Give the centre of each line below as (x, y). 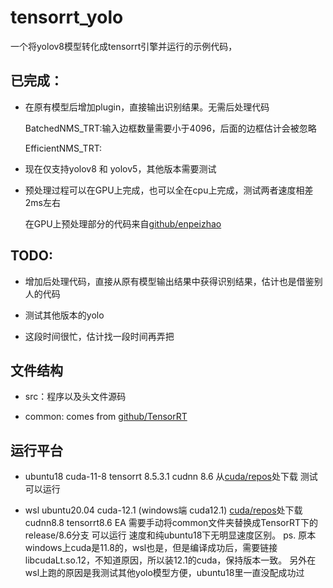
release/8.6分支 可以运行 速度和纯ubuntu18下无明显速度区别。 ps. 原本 (170, 535)
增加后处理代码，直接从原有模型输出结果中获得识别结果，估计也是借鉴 (169, 281)
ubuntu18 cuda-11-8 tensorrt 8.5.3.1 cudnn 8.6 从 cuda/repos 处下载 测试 (171, 477)
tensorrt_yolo (67, 17)
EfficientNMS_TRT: (63, 148)
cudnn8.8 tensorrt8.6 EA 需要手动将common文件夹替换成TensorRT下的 (171, 523)
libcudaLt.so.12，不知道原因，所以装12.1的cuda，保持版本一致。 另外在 (170, 560)
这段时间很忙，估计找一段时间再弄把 (99, 336)
